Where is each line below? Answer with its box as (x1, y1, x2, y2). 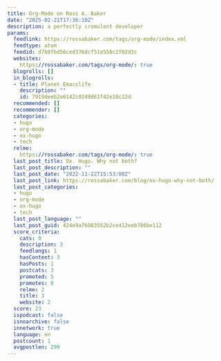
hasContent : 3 (19, 254, 60, 261)
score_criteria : (13, 228, 60, 235)
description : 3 (19, 241, 64, 248)
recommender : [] (13, 106, 60, 113)
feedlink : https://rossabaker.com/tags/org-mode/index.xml (13, 36, 187, 43)
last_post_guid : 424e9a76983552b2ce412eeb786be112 (13, 222, 162, 228)
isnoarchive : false (13, 318, 70, 325)
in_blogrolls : (13, 74, 54, 81)
